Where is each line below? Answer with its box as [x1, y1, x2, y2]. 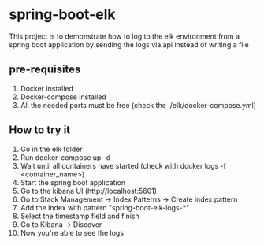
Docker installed [20, 84, 74, 93]
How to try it [9, 124, 71, 137]
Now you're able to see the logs [20, 228, 125, 237]
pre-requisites [9, 63, 81, 76]
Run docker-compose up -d [20, 152, 111, 162]
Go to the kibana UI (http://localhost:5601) [20, 186, 157, 195]
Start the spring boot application [20, 177, 126, 187]
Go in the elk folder [20, 144, 83, 154]
